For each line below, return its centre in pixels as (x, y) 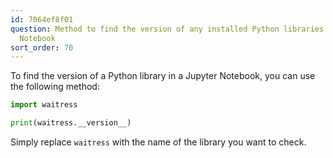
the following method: (55, 87)
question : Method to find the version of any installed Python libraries (167, 29)
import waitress (44, 105)
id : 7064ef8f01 (42, 19)
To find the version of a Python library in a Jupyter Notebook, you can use (163, 76)
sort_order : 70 (42, 47)
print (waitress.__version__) (71, 123)
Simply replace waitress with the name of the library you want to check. (158, 142)
